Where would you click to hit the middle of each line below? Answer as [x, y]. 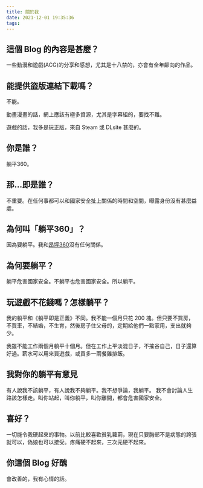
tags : [13, 23]
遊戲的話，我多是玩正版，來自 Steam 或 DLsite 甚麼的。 [76, 127]
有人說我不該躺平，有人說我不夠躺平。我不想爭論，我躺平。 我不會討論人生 [100, 390]
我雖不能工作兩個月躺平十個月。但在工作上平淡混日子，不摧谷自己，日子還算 [101, 346]
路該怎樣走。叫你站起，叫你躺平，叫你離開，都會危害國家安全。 [85, 398]
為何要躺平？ [30, 265]
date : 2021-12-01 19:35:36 [40, 18]
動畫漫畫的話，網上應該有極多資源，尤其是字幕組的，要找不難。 [85, 114]
